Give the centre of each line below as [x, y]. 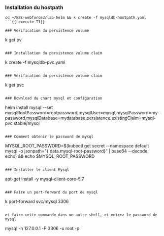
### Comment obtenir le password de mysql [49, 137]
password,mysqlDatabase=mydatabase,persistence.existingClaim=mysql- [81, 118]
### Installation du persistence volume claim [54, 53]
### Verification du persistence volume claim [54, 76]
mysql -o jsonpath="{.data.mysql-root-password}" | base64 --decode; [77, 151]
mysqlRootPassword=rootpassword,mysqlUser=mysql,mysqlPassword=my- [82, 113]
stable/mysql [27, 123]
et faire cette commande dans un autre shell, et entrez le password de [81, 215]
